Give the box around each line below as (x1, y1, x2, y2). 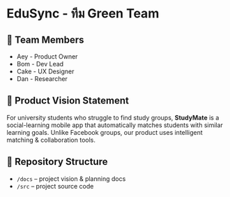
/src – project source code (16, 182, 94, 190)
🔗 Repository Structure (6, 156, 108, 168)
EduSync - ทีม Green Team (6, 6, 160, 22)
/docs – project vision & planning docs (16, 174, 126, 183)
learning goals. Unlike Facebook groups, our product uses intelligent (6, 128, 203, 136)
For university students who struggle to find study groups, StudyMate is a (6, 113, 220, 122)
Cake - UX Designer (16, 67, 75, 75)
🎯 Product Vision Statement (6, 95, 130, 107)
